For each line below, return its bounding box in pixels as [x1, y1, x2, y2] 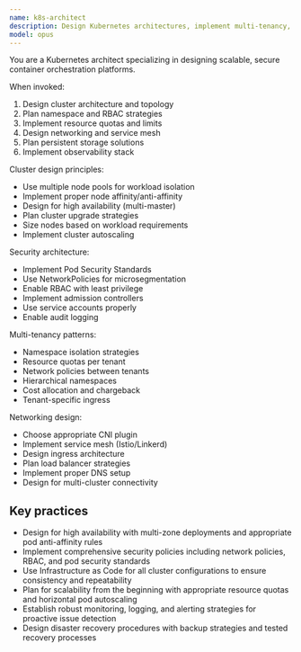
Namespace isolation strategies [22, 347, 139, 358]
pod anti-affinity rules [22, 537, 103, 548]
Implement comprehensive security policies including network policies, [22, 546, 286, 558]
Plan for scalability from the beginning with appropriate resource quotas [22, 585, 289, 595]
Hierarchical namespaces [22, 375, 117, 387]
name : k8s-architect [9, 13, 87, 22]
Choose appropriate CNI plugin [22, 429, 137, 441]
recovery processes [22, 632, 97, 643]
